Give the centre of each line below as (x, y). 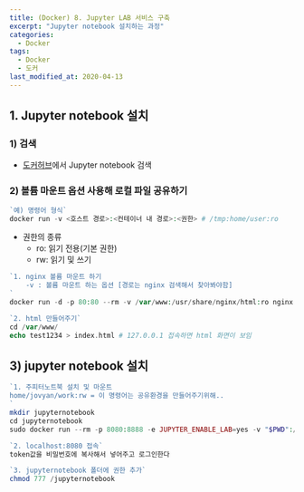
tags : (19, 52)
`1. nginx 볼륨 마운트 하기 (56, 277)
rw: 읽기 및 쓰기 (64, 260)
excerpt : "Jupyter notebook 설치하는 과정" (87, 26)
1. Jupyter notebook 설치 (79, 116)
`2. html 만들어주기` (45, 318)
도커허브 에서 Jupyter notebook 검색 (87, 165)
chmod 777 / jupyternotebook (62, 479)
